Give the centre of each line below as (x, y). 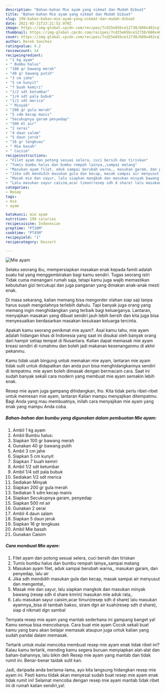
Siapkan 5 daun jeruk (34, 519)
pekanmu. (16, 351)
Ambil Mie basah (30, 529)
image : (12, 28)
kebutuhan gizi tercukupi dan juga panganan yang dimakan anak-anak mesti (82, 285)
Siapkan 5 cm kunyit (33, 456)
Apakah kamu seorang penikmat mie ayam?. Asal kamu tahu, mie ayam (77, 330)
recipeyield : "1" (23, 237)
